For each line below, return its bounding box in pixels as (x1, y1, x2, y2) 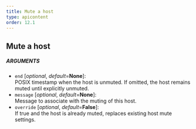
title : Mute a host (6, 8, 54, 15)
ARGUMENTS (6, 57, 40, 64)
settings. (14, 116, 36, 123)
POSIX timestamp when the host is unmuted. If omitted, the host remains (14, 79, 191, 86)
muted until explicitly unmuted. (14, 84, 89, 91)
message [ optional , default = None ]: (14, 91, 97, 98)
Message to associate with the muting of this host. (14, 97, 137, 104)
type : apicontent (6, 14, 49, 20)
